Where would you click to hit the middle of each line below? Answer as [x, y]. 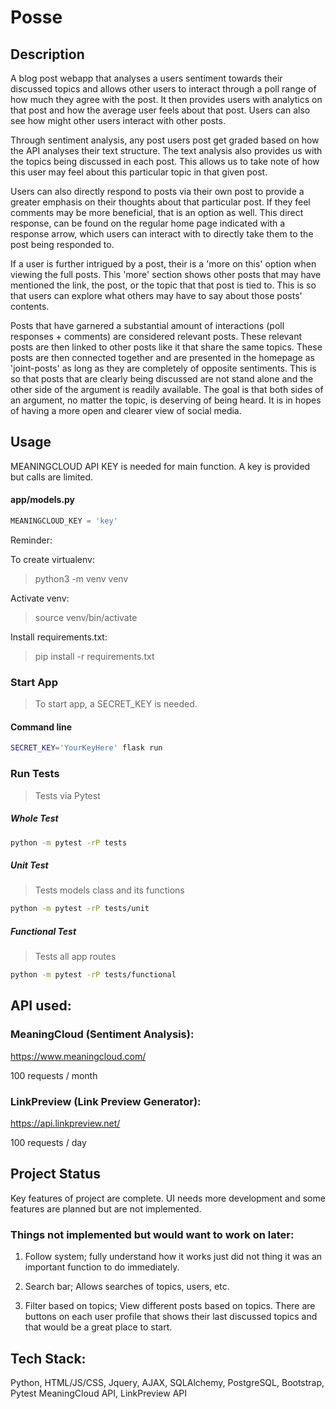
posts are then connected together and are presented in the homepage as [162, 357]
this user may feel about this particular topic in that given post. [139, 172]
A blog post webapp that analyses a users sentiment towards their [146, 78]
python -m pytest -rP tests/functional [93, 975]
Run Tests [35, 774]
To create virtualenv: [53, 559]
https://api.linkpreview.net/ [65, 1123]
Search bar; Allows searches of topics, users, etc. [127, 1287]
